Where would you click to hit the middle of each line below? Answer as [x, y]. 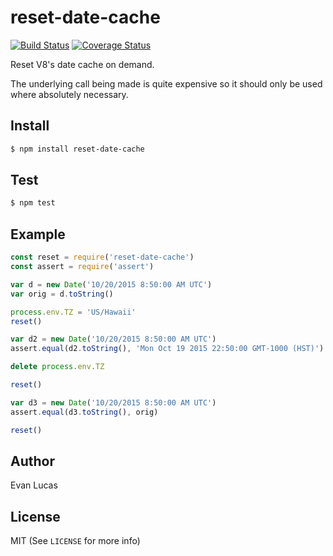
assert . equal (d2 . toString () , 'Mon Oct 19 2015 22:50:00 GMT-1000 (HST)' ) [167, 349]
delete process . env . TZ [57, 367]
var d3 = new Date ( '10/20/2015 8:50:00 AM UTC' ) [113, 402]
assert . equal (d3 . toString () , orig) [84, 412]
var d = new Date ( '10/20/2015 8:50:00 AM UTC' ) [111, 284]
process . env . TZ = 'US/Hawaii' [73, 312]
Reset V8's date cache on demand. [82, 64]
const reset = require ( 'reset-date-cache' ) [102, 257]
